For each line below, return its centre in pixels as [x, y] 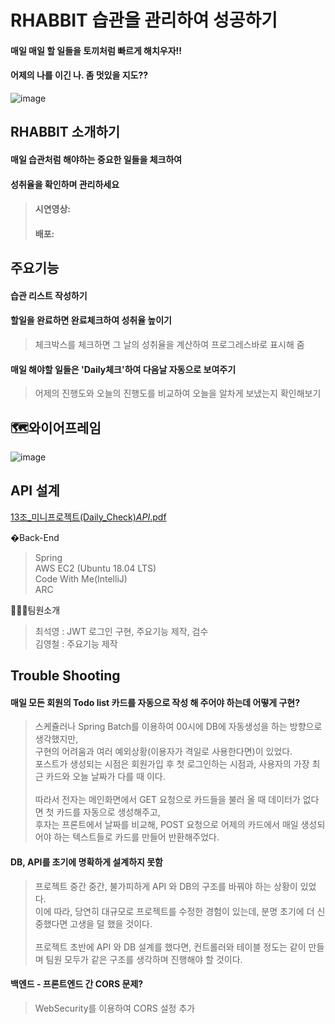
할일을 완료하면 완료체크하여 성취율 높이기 [91, 320]
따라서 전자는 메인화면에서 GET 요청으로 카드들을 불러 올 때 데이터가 [167, 800]
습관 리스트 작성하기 [49, 295]
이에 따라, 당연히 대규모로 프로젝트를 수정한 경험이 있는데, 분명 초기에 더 [174, 911]
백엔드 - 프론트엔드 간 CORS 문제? [77, 984]
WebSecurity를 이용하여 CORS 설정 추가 [115, 1008]
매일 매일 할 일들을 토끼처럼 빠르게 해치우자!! [96, 50]
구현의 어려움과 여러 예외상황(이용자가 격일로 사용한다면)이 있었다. [163, 752]
